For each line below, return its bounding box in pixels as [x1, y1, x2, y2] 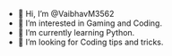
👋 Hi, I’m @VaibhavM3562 [17, 9, 115, 19]
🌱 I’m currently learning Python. [17, 28, 135, 37]
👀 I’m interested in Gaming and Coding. [17, 18, 163, 28]
